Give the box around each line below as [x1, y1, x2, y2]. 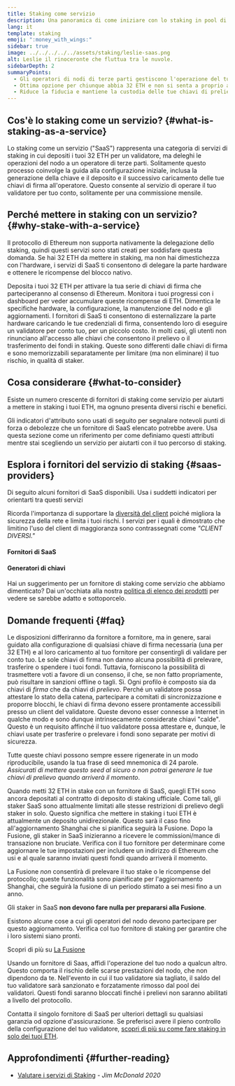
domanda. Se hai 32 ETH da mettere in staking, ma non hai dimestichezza [7, 253, 220, 261]
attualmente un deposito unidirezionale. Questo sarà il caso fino [7, 816, 191, 825]
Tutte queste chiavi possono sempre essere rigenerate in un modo [7, 750, 199, 759]
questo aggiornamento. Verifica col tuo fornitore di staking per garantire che [7, 924, 227, 933]
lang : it [7, 23, 33, 30]
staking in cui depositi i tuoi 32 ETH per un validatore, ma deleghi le [7, 151, 201, 160]
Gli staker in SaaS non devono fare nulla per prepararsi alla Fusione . [7, 903, 206, 912]
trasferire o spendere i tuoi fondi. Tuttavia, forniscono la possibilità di [7, 663, 206, 671]
